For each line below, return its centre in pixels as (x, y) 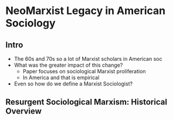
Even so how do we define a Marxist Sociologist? (73, 84)
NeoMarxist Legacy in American (86, 11)
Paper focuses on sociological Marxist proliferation (84, 71)
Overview (24, 112)
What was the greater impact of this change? (68, 65)
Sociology (31, 23)
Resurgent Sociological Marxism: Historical (86, 102)
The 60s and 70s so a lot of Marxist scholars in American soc (88, 59)
